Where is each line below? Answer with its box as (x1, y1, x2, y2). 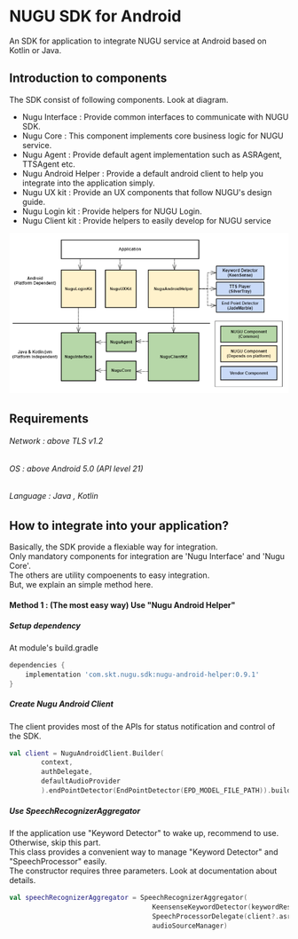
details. (9, 874, 36, 885)
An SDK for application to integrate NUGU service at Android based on (9, 36, 268, 46)
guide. (21, 196, 46, 207)
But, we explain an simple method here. (9, 580, 153, 590)
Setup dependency (9, 619, 82, 631)
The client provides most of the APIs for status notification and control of (9, 721, 276, 731)
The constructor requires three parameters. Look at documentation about (9, 865, 278, 876)
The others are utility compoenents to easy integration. (9, 570, 210, 580)
